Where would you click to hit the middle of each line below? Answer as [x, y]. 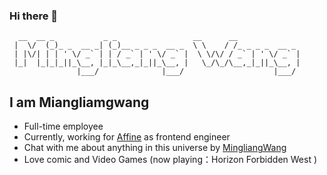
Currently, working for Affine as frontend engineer [127, 137]
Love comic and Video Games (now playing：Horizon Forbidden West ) [170, 160]
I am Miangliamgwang [79, 102]
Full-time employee [63, 126]
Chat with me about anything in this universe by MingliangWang [155, 148]
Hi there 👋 [34, 16]
